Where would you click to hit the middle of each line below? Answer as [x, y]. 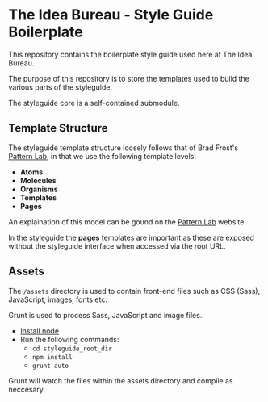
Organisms [39, 189]
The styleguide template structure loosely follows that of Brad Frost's [124, 148]
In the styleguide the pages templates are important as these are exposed [131, 237]
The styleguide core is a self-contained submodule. [94, 103]
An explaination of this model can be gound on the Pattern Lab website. [127, 222]
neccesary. [27, 389]
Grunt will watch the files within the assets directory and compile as [121, 380]
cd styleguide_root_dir [72, 349]
